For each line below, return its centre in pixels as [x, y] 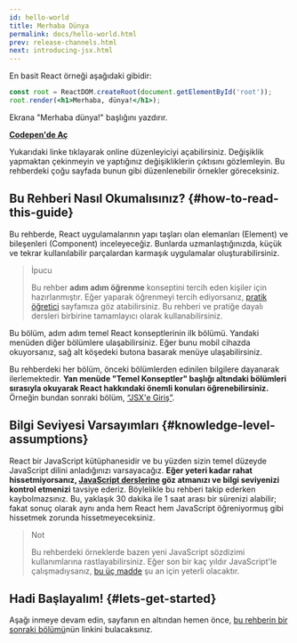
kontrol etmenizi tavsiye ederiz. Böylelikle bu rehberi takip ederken [132, 489]
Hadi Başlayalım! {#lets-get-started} [113, 598]
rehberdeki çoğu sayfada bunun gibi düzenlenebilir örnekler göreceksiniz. [144, 171]
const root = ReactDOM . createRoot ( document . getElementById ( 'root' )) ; [141, 92]
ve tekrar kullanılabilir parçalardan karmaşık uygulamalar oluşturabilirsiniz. [144, 253]
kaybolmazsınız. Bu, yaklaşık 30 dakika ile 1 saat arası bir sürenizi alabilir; [143, 498]
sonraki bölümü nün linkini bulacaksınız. [81, 630]
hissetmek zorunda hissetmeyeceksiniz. [82, 518]
